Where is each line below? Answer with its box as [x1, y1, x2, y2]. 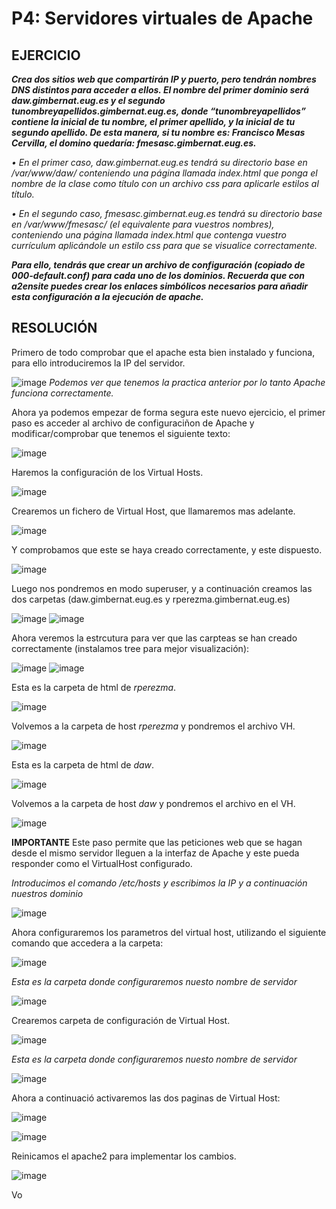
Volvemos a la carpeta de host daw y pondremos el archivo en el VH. [11, 797, 296, 809]
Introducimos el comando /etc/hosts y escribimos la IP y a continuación [11, 877, 308, 889]
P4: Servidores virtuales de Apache [11, 7, 314, 30]
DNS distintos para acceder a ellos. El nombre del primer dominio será [11, 84, 309, 96]
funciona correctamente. [11, 387, 114, 399]
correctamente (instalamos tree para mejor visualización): [11, 642, 250, 654]
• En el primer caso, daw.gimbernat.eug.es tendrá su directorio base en [11, 157, 308, 168]
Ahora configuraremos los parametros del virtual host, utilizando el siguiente [11, 926, 327, 938]
